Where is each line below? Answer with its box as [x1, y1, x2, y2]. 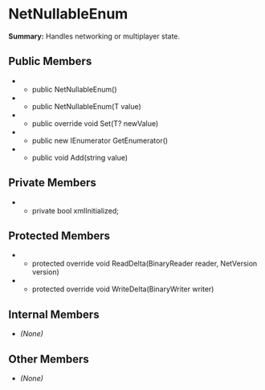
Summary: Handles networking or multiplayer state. [8, 31, 181, 41]
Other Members [8, 352, 90, 366]
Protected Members [8, 229, 111, 242]
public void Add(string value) [31, 152, 128, 162]
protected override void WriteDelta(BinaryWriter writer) [31, 284, 214, 294]
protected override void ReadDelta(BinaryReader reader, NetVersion [31, 258, 258, 269]
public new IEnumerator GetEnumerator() [31, 136, 169, 145]
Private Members [8, 176, 96, 189]
